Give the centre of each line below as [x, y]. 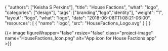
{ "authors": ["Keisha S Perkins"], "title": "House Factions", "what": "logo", [82, 7]
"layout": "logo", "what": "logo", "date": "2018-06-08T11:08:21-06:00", [78, 18]
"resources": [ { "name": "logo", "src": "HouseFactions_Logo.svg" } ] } [78, 23]
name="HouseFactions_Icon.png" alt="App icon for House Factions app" [81, 38]
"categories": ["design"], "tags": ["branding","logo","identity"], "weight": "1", [84, 12]
